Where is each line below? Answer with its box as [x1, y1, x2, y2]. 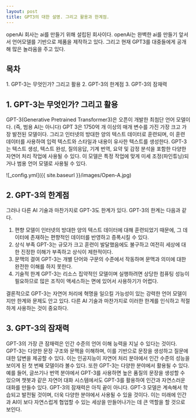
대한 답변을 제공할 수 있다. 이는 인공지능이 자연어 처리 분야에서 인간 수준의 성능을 [6, 354, 190, 361]
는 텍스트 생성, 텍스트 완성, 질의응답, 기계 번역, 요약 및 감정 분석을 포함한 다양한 [6, 146, 187, 153]
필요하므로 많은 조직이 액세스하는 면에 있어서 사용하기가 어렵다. [14, 277, 159, 284]
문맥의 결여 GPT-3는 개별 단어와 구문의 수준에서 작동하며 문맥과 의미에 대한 [14, 255, 186, 262]
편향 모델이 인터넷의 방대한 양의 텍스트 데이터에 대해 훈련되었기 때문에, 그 [14, 226, 182, 233]
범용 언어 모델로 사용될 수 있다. [16, 160, 87, 167]
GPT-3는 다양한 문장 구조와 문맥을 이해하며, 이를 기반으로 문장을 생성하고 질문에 [6, 347, 188, 354]
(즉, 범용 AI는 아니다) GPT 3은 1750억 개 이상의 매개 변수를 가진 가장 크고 [13, 123, 181, 130]
